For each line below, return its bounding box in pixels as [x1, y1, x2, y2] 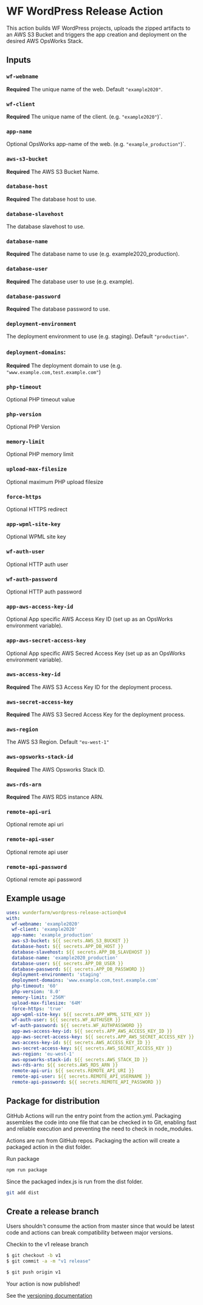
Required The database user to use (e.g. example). [6, 278, 134, 285]
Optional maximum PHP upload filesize [6, 478, 103, 485]
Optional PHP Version [6, 423, 61, 431]
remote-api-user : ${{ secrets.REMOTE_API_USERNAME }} [12, 1073, 151, 1080]
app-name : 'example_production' [12, 932, 94, 938]
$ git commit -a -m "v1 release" [6, 1258, 91, 1264]
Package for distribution [6, 1096, 100, 1106]
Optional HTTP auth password [6, 588, 82, 595]
